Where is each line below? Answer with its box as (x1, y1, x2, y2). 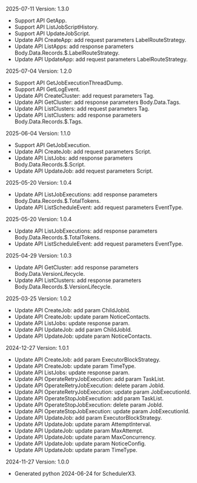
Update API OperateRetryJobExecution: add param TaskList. (14, 375, 165, 382)
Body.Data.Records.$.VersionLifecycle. (14, 283, 113, 290)
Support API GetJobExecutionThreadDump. (14, 79, 124, 86)
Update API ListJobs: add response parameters (14, 154, 133, 162)
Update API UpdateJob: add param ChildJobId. (14, 326, 133, 333)
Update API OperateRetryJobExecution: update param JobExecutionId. (14, 388, 192, 396)
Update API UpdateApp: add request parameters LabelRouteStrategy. (14, 56, 188, 63)
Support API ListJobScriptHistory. (14, 24, 99, 30)
